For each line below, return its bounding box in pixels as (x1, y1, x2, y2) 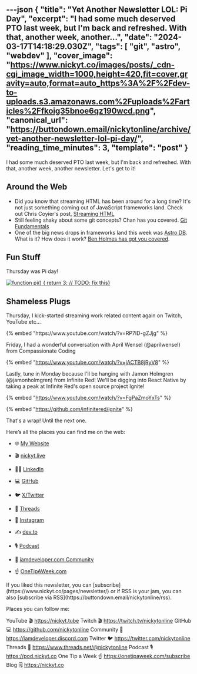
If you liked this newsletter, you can (6, 581, 92, 588)
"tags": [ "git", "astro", (95, 41, 181, 52)
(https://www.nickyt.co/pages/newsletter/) (6, 588, 109, 595)
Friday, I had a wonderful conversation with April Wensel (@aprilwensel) (6, 341, 181, 348)
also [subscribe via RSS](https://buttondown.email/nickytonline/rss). (6, 594, 172, 601)
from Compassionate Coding (6, 347, 76, 354)
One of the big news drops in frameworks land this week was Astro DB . (14, 229, 188, 236)
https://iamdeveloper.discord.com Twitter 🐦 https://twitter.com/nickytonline (6, 635, 191, 642)
